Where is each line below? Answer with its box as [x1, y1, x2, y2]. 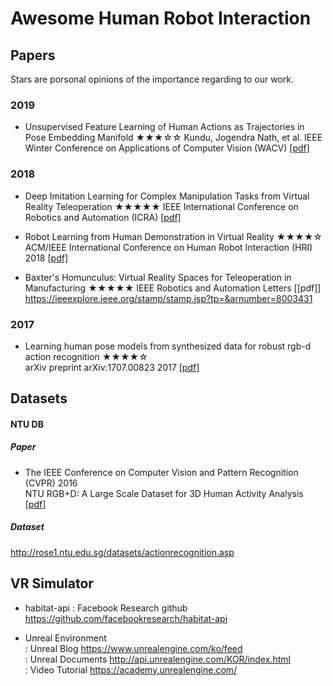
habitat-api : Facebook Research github [24, 602, 188, 614]
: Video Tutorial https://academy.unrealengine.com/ [24, 663, 238, 676]
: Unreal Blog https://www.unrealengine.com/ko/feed [24, 642, 243, 654]
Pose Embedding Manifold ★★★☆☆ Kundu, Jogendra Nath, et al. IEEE [24, 132, 323, 144]
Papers [10, 47, 56, 64]
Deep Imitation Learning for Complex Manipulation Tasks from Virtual [24, 190, 310, 202]
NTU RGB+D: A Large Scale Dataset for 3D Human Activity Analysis [24, 487, 304, 499]
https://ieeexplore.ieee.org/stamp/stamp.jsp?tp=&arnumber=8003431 [24, 292, 313, 304]
